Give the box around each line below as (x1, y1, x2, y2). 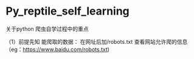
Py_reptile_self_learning (5, 4, 130, 18)
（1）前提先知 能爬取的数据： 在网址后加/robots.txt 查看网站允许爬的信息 (5, 38, 188, 45)
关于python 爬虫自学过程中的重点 (5, 25, 89, 32)
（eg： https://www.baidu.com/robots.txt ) (5, 46, 110, 53)
